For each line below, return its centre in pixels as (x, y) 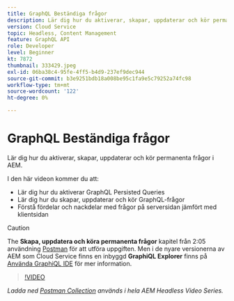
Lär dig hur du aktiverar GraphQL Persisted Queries (91, 192)
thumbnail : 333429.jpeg (42, 65)
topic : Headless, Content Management (62, 33)
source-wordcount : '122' (43, 91)
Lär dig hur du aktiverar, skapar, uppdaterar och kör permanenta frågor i (111, 157)
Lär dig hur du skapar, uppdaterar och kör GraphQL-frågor (101, 199)
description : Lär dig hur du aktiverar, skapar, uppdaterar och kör (109, 20)
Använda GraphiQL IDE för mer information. (70, 263)
